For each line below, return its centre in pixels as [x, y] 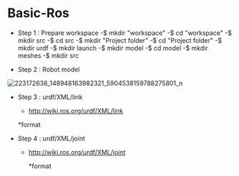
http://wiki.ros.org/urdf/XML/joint [77, 152]
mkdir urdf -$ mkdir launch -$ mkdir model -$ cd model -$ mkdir [113, 48]
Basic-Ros [39, 13]
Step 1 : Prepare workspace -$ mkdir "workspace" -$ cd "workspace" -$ [124, 33]
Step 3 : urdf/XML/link [50, 97]
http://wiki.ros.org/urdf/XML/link [76, 110]
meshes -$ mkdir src [48, 56]
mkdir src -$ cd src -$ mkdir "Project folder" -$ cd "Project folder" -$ [120, 40]
